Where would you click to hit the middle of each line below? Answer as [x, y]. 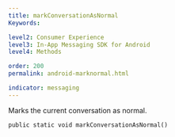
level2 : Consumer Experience [56, 37]
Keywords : [25, 23]
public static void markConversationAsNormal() [88, 125]
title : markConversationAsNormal [63, 15]
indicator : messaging [44, 88]
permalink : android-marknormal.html [68, 74]
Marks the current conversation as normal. [78, 110]
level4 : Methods [35, 52]
